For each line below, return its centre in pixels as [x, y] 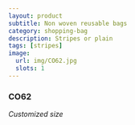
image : [19, 53]
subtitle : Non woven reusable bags [68, 23]
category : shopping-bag [48, 31]
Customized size [36, 115]
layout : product [35, 16]
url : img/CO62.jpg [47, 61]
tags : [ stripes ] [35, 46]
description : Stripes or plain [61, 38]
